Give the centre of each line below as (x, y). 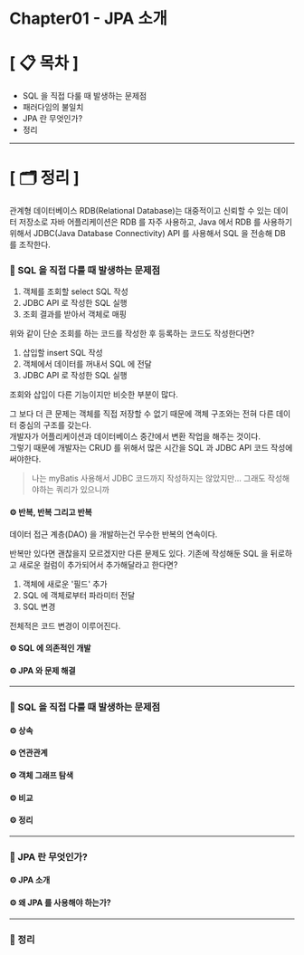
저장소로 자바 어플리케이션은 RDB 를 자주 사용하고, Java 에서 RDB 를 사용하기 (155, 222)
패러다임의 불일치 (53, 107)
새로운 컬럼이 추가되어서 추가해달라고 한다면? (98, 564)
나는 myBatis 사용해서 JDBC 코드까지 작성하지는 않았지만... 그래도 (148, 478)
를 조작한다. (30, 244)
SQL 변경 (39, 606)
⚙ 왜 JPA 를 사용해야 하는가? (60, 902)
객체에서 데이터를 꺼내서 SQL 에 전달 (87, 364)
